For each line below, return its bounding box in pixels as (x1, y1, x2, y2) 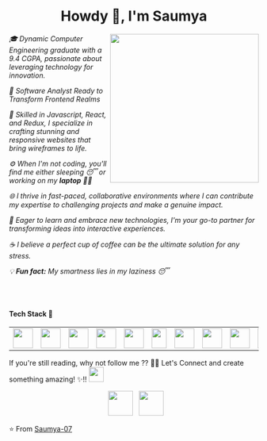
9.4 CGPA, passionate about (9, 53, 102, 63)
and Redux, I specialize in (9, 118, 93, 128)
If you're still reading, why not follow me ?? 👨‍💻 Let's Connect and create (9, 359, 244, 368)
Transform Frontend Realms (9, 94, 101, 104)
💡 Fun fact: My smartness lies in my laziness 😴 (9, 266, 170, 276)
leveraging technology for (9, 62, 93, 71)
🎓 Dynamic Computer (9, 33, 83, 43)
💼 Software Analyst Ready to (9, 86, 104, 95)
